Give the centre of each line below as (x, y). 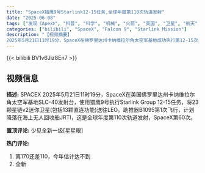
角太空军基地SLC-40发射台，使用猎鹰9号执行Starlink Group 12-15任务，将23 (103, 102)
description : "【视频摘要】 (39, 35)
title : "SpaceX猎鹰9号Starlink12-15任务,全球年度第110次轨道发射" (85, 12)
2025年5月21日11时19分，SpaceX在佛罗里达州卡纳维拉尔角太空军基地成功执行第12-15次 (102, 40)
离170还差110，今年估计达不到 (53, 156)
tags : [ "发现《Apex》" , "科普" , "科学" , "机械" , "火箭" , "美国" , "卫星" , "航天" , (103, 23)
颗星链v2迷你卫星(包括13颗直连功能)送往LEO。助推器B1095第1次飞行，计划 (100, 109)
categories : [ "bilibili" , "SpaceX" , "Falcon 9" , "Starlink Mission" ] (97, 29)
